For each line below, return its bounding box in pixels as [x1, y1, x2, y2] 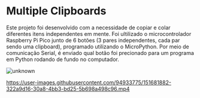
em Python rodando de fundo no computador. [6, 56, 120, 63]
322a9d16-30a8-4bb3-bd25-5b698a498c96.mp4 [6, 85, 130, 92]
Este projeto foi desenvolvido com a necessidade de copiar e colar [6, 24, 171, 31]
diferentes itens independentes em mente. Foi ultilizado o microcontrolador [6, 30, 192, 37]
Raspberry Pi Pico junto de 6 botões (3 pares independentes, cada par [6, 36, 180, 44]
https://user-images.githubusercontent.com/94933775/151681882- [6, 79, 172, 86]
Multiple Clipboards [6, 4, 107, 18]
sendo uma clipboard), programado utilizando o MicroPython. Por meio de [6, 43, 190, 50]
